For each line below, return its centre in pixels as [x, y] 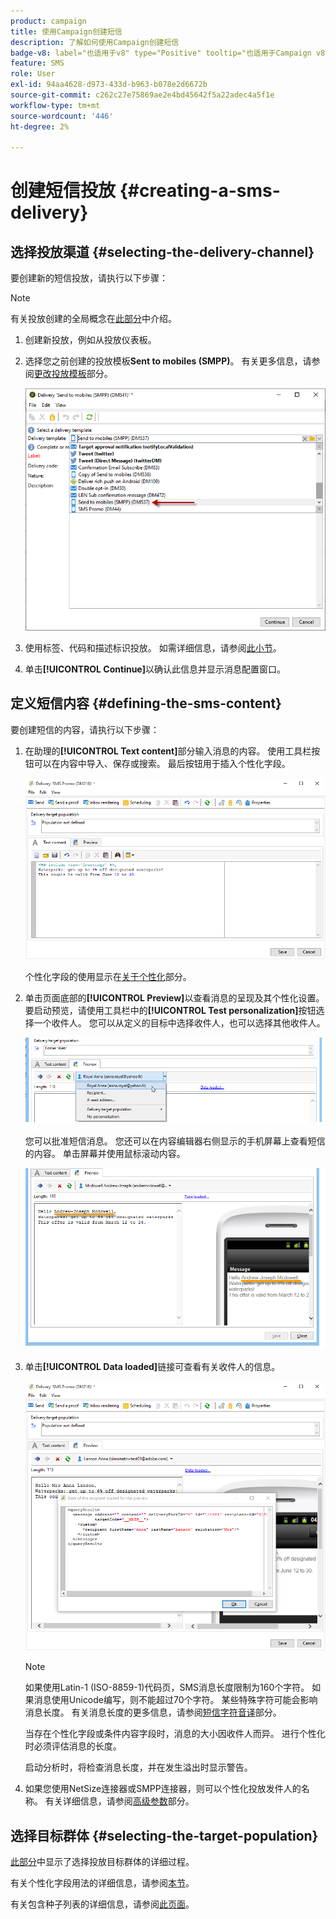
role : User [33, 74]
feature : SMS [37, 63]
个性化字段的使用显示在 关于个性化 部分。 [108, 976]
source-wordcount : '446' [62, 116]
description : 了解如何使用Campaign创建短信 [95, 42]
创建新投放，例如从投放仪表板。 [90, 340]
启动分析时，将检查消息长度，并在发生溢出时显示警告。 [138, 1767]
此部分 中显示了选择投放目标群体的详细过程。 [102, 1862]
